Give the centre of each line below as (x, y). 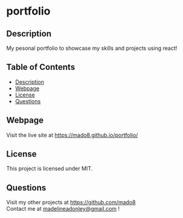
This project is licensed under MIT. (49, 169)
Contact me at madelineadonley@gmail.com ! (63, 209)
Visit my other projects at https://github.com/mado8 (71, 202)
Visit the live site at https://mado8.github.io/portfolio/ (72, 135)
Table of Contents (41, 67)
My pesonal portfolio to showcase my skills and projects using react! (92, 48)
